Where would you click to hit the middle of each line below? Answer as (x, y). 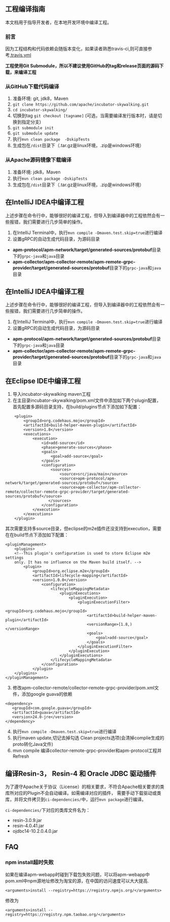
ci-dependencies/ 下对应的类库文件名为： (48, 810)
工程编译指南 (25, 9)
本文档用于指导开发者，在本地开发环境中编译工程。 (58, 22)
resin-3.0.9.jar (27, 820)
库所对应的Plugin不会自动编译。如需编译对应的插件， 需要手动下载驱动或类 (83, 793)
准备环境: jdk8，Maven (36, 172)
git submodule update (35, 133)
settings (14, 558)
